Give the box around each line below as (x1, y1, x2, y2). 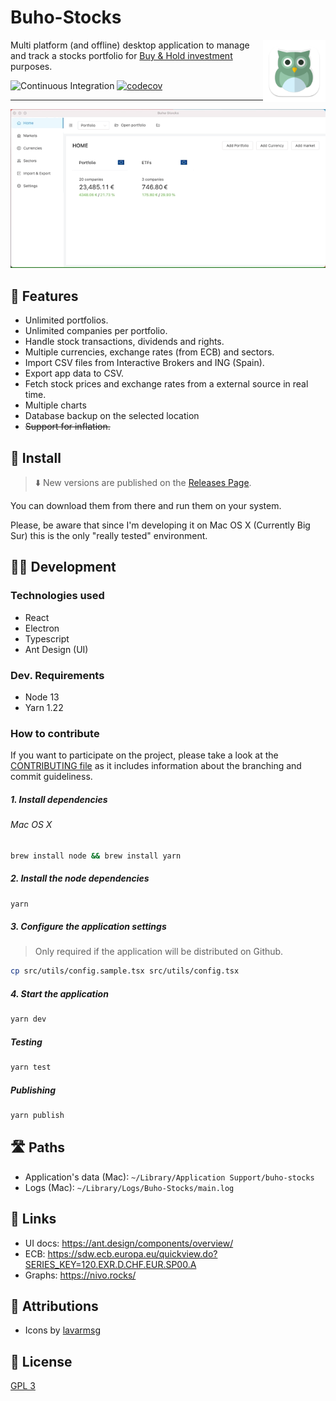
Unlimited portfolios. (24, 314, 109, 326)
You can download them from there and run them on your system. (10, 499, 282, 511)
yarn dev (10, 1014, 47, 1025)
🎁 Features (10, 287, 79, 305)
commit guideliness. (10, 771, 93, 783)
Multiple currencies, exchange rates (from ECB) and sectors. (24, 346, 275, 358)
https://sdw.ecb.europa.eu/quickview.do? (47, 1247, 218, 1260)
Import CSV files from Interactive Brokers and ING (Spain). (24, 357, 265, 369)
